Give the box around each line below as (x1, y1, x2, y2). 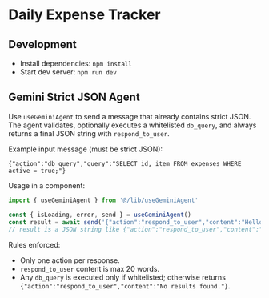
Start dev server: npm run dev (19, 67, 118, 77)
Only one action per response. (19, 256, 120, 265)
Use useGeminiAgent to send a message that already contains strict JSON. (8, 111, 251, 121)
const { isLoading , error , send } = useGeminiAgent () (8, 211, 192, 219)
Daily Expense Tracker (8, 6, 161, 24)
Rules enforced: (8, 240, 61, 250)
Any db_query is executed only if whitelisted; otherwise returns (19, 272, 227, 282)
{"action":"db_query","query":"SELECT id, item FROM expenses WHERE (8, 159, 242, 167)
